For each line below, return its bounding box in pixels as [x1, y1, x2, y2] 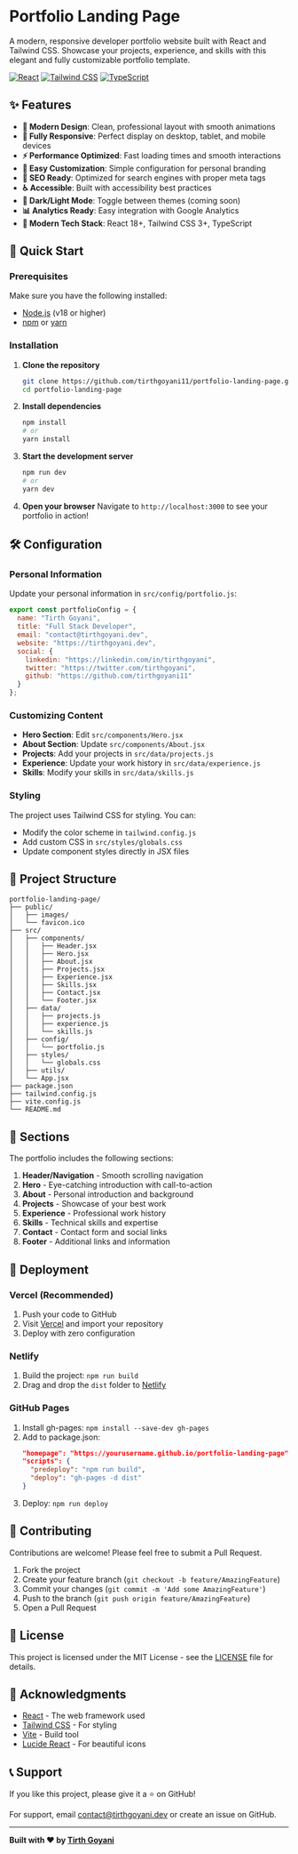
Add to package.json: [21, 1432, 100, 1442]
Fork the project [21, 1564, 82, 1575]
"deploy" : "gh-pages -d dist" [30, 1473, 142, 1482]
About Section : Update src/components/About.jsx [21, 739, 206, 750]
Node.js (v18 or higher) [21, 308, 106, 318]
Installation [9, 340, 59, 352]
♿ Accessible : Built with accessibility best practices [21, 182, 212, 193]
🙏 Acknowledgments [9, 1687, 127, 1702]
